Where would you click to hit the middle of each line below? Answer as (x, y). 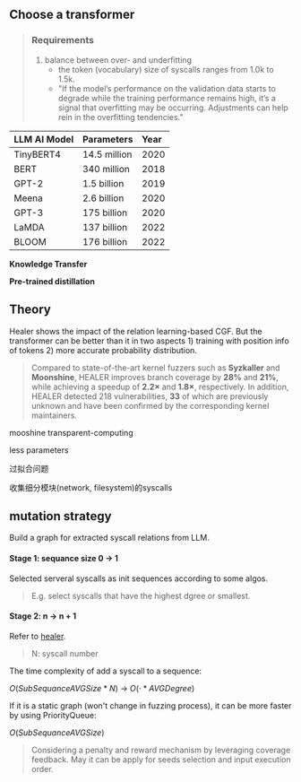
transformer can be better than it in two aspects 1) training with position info (149, 341)
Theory (30, 310)
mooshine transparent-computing (71, 432)
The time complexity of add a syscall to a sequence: (106, 671)
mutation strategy (60, 516)
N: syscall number (64, 653)
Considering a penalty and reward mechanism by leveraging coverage (161, 750)
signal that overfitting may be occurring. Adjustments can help (173, 108)
